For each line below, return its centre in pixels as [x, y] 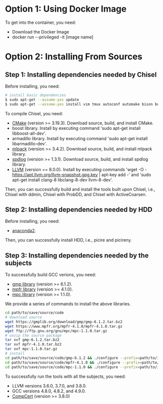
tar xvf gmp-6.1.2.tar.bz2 [32, 340]
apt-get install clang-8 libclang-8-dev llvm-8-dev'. [62, 180]
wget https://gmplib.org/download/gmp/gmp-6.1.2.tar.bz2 [64, 322]
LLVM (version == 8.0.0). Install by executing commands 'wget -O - [79, 169]
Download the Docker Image [41, 32]
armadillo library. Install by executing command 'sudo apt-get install [80, 138]
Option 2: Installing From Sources [74, 57]
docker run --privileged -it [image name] [53, 37]
